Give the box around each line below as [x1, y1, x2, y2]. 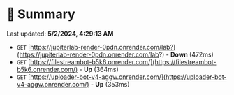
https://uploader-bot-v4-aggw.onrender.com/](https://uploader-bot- [30, 73, 227, 81]
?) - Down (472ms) [159, 50, 214, 59]
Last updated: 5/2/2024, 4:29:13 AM [6, 29, 114, 38]
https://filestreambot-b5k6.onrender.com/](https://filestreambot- [30, 57, 217, 66]
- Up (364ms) [79, 65, 119, 73]
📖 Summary [6, 6, 75, 22]
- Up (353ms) [90, 80, 130, 88]
